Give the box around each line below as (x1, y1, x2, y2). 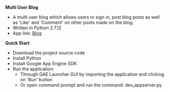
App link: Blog (12, 30, 42, 36)
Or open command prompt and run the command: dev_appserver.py (20, 82, 162, 88)
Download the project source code (12, 50, 85, 56)
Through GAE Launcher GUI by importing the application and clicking (20, 71, 164, 77)
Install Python (12, 55, 41, 61)
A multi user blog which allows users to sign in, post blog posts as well (12, 14, 160, 20)
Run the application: (12, 66, 55, 72)
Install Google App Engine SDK (12, 61, 77, 66)
